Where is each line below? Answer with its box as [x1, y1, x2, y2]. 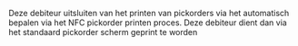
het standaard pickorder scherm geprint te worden [8, 27, 198, 37]
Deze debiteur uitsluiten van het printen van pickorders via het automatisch [8, 8, 290, 18]
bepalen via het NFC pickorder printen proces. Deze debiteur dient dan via [8, 17, 287, 28]
